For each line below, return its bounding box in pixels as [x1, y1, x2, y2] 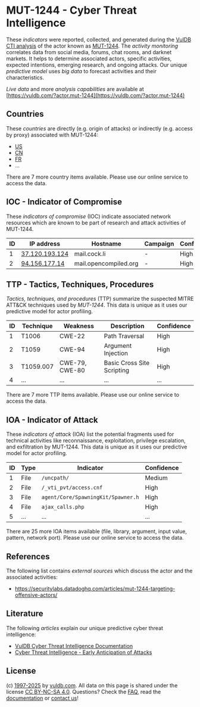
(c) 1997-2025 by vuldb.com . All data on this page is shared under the [6, 681, 178, 689]
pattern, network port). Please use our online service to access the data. [6, 534, 184, 541]
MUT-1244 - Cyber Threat [6, 4, 137, 17]
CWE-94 [59, 345, 85, 354]
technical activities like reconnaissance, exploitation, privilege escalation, [6, 437, 186, 444]
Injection [104, 349, 129, 357]
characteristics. [6, 74, 45, 81]
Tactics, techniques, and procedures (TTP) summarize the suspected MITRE [6, 295, 194, 303]
